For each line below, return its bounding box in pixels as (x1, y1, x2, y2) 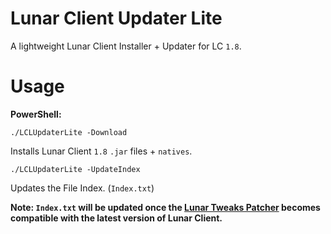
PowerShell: (10, 108, 62, 120)
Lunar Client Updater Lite (10, 7, 223, 30)
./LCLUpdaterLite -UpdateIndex (10, 164, 141, 174)
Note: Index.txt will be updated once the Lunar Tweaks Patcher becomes (10, 201, 321, 213)
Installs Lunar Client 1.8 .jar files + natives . (10, 145, 193, 157)
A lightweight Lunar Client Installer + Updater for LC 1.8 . (10, 40, 242, 52)
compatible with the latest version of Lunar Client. (10, 212, 223, 224)
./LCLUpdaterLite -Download (10, 127, 128, 137)
